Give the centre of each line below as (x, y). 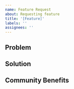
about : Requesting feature (32, 14)
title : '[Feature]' (25, 18)
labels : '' (16, 23)
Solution (18, 64)
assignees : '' (19, 28)
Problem (18, 47)
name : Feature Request (28, 9)
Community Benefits (37, 80)
